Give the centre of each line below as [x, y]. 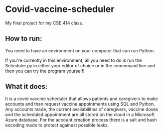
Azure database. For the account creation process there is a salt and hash [81, 120]
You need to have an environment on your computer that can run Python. [80, 50]
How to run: [24, 39]
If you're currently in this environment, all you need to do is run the [74, 60]
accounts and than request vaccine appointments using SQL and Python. [80, 104]
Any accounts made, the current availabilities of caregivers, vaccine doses [82, 109]
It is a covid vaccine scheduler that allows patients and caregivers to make [81, 99]
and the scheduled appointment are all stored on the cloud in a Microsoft [80, 114]
